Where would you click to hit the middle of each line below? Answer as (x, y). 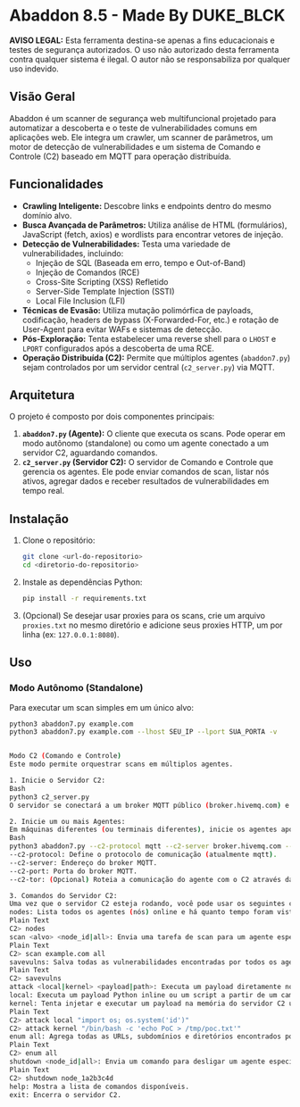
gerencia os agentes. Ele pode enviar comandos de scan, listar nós (146, 472)
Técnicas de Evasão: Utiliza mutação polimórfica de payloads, (137, 310)
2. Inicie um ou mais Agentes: (67, 821)
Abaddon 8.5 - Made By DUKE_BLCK (147, 16)
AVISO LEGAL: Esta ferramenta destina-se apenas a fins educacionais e (142, 40)
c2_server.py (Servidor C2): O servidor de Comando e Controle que (148, 462)
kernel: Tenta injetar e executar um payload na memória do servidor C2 (147, 1003)
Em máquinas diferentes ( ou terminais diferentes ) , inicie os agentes (143, 830)
